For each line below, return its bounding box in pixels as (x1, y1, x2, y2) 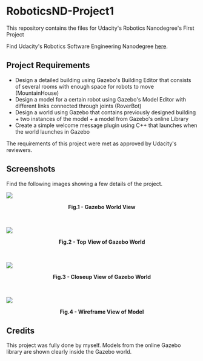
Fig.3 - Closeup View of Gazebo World (52, 273, 151, 280)
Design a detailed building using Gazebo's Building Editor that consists (15, 76, 191, 83)
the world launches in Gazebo (15, 128, 90, 135)
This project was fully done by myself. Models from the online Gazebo (6, 342, 181, 349)
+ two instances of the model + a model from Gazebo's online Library (15, 115, 189, 122)
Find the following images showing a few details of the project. (6, 180, 163, 187)
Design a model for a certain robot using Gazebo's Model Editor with (15, 95, 187, 103)
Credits (6, 325, 35, 335)
